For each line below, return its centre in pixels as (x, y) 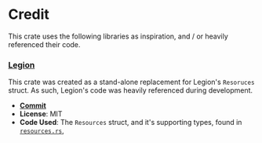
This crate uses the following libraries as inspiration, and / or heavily (118, 36)
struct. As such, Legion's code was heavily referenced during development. (131, 90)
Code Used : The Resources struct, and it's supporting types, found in (131, 123)
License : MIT (41, 114)
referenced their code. (44, 44)
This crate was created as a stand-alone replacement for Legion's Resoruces (131, 82)
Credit (29, 15)
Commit (33, 106)
